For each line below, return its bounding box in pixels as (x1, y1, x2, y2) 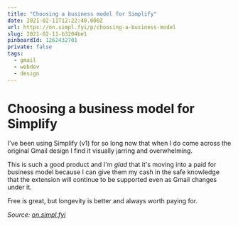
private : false (7, 43, 53, 50)
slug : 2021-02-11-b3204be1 (7, 30, 87, 38)
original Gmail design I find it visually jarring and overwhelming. (7, 146, 193, 155)
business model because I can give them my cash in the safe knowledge (7, 168, 220, 176)
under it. (7, 183, 32, 192)
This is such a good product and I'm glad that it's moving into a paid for (7, 161, 217, 169)
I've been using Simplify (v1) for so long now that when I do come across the (7, 139, 232, 148)
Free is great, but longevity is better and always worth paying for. (7, 197, 198, 205)
